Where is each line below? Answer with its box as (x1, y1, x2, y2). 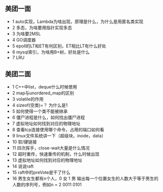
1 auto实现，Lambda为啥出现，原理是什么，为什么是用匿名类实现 (12, 19, 143, 24)
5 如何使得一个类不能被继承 (12, 108, 68, 114)
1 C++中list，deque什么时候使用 (12, 84, 77, 89)
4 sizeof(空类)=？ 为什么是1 (12, 102, 68, 108)
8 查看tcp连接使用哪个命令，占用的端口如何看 (12, 127, 104, 132)
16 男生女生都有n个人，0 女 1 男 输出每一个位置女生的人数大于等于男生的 (12, 175, 159, 181)
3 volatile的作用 (12, 96, 44, 102)
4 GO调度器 (12, 37, 36, 43)
